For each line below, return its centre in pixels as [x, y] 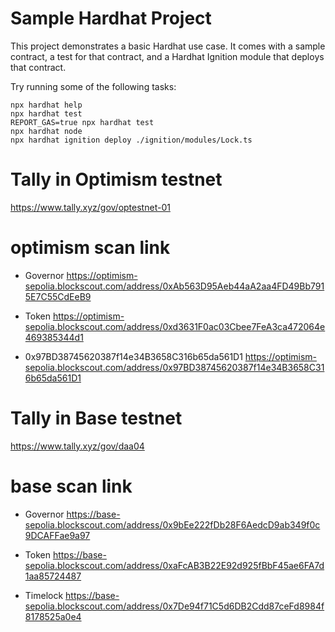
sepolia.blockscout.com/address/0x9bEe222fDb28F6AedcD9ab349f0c [172, 524]
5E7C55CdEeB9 [58, 296]
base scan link [71, 486]
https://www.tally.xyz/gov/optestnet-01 [90, 207]
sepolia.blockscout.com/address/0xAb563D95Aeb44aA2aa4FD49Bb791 [174, 286]
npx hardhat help [46, 105]
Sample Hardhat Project [111, 18]
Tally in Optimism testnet [116, 179]
